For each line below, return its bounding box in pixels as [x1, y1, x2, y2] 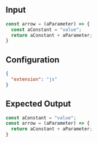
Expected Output [5, 99, 71, 109]
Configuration [5, 55, 60, 65]
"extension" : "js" [11, 76, 58, 82]
